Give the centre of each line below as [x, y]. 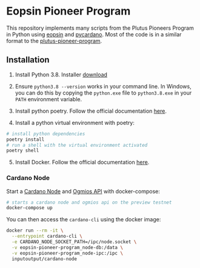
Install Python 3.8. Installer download [61, 75]
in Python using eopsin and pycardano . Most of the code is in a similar [94, 34]
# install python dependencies [46, 134]
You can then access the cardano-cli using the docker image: [84, 219]
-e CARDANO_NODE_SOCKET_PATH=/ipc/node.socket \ [74, 242]
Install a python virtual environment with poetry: [75, 122]
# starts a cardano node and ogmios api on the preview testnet [89, 202]
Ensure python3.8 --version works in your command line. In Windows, [103, 86]
